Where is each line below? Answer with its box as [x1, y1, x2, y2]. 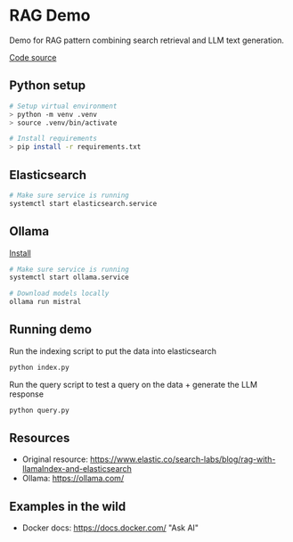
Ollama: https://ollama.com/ [21, 473, 125, 484]
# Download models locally [9, 289, 110, 299]
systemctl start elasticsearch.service [9, 199, 158, 208]
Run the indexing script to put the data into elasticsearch [9, 345, 216, 357]
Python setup [9, 78, 86, 94]
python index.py [9, 363, 69, 372]
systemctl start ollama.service [9, 273, 129, 282]
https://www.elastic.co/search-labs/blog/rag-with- [90, 454, 276, 464]
